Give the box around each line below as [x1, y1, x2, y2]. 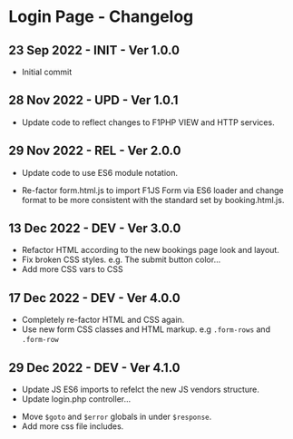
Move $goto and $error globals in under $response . [21, 411, 212, 423]
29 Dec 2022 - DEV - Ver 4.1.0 [8, 360, 181, 376]
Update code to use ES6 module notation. [21, 167, 179, 178]
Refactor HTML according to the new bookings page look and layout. [21, 245, 280, 256]
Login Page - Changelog [8, 6, 194, 27]
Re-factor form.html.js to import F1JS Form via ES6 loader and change [21, 184, 284, 196]
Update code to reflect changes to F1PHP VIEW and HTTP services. [21, 116, 275, 128]
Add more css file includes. [21, 421, 124, 432]
